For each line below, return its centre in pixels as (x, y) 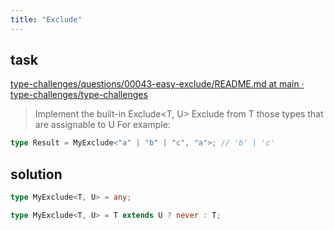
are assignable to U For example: (102, 125)
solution (36, 174)
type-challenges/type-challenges (79, 95)
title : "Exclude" (46, 19)
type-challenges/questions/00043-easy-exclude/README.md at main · (157, 84)
